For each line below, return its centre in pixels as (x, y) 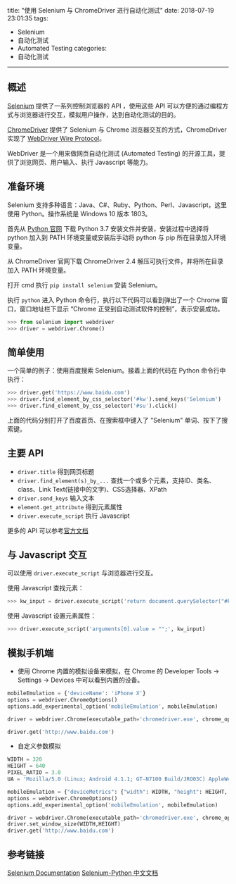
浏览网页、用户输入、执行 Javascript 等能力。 (86, 162)
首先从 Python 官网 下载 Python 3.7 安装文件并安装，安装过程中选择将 (108, 228)
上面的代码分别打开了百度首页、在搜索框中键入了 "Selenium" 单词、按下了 (114, 420)
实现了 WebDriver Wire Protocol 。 (56, 138)
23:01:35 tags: (28, 18)
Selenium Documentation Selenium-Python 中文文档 (83, 873)
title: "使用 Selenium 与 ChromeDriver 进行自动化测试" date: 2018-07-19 (111, 10)
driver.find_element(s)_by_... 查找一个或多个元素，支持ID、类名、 (116, 480)
